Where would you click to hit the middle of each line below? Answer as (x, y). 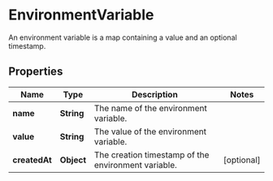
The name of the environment (150, 108)
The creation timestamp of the (152, 154)
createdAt (32, 160)
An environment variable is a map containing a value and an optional (123, 37)
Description (155, 94)
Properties (36, 72)
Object (73, 160)
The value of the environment (150, 131)
